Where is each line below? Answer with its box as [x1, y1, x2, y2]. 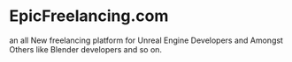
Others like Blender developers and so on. [9, 44, 162, 54]
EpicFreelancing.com [9, 6, 169, 26]
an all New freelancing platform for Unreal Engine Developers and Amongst [9, 35, 283, 45]
